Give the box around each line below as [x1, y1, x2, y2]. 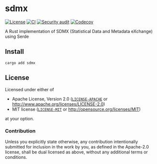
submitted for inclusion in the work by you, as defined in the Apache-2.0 [5, 144, 149, 149]
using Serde [5, 33, 29, 39]
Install [5, 48, 24, 56]
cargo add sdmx [5, 60, 36, 66]
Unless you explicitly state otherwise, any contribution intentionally [5, 139, 138, 145]
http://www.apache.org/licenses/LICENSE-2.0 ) [12, 101, 105, 107]
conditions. [5, 154, 28, 160]
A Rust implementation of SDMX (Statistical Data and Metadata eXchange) [5, 28, 153, 34]
